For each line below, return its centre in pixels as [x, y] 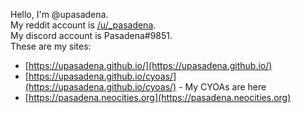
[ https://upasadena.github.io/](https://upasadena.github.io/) [148, 65]
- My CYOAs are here [222, 87]
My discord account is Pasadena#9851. [91, 35]
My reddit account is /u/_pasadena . [83, 25]
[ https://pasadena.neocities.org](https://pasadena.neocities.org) [158, 97]
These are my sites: [51, 46]
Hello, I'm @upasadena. [59, 14]
